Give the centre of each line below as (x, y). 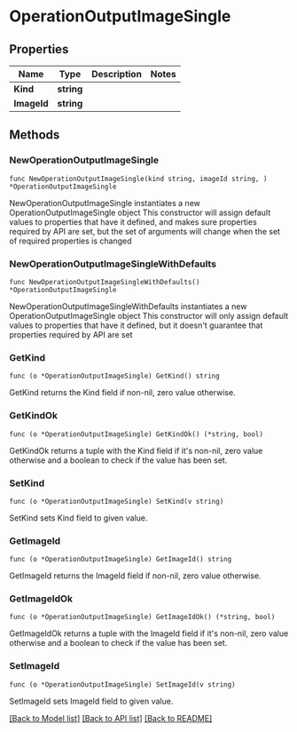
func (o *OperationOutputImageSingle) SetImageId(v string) (123, 684)
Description (117, 74)
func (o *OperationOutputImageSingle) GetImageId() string (121, 560)
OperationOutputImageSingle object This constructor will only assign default (149, 315)
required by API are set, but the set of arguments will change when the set (145, 231)
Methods (35, 135)
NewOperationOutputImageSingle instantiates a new (105, 203)
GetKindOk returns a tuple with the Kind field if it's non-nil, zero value (136, 450)
